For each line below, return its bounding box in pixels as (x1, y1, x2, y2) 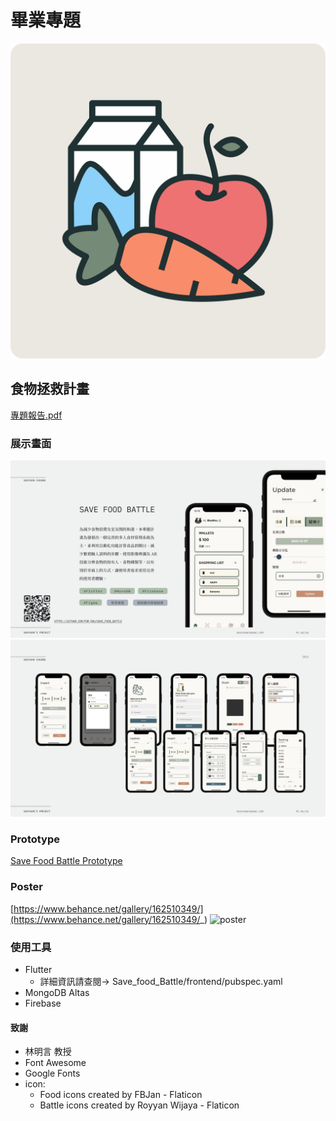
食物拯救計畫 (10, 381, 90, 398)
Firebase (24, 997, 62, 1009)
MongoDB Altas (24, 986, 90, 998)
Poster (10, 880, 43, 894)
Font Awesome (24, 1057, 87, 1069)
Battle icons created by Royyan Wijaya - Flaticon (39, 1099, 240, 1111)
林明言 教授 (24, 1046, 72, 1058)
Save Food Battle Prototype (10, 855, 123, 867)
